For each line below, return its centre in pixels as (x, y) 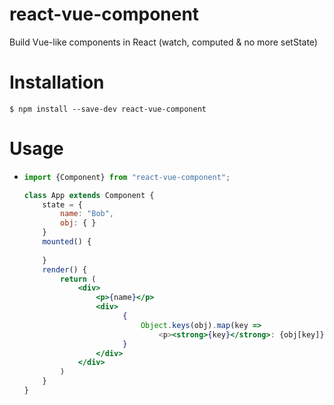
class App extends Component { (89, 195)
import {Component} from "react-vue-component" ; (127, 177)
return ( (78, 279)
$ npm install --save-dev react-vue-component (108, 109)
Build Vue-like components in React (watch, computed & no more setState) (163, 42)
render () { (65, 269)
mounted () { (67, 242)
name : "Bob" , (87, 214)
